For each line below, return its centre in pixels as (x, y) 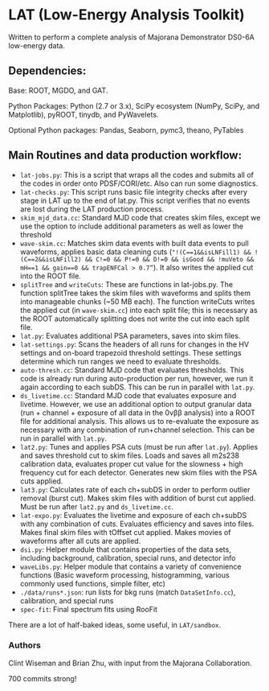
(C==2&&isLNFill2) (51, 259)
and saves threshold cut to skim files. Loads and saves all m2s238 (129, 455)
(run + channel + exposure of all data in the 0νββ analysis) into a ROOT (137, 413)
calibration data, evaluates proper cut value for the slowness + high (131, 463)
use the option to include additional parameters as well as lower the (131, 226)
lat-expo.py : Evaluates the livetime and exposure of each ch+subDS (133, 515)
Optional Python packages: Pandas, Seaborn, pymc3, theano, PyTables (126, 130)
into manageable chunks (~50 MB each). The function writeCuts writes (137, 301)
